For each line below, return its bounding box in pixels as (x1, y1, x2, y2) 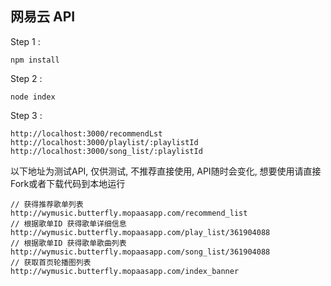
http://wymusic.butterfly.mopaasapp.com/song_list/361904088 (10, 247, 271, 257)
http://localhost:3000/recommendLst (10, 128, 163, 139)
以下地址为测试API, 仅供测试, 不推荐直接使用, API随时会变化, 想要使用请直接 (10, 165, 322, 177)
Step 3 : (10, 109, 43, 121)
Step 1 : (10, 35, 41, 47)
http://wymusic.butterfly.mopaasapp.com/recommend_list (10, 208, 248, 218)
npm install (10, 55, 60, 65)
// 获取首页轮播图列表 (10, 257, 92, 267)
